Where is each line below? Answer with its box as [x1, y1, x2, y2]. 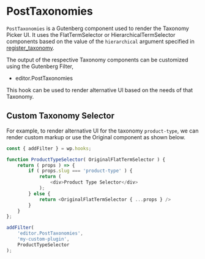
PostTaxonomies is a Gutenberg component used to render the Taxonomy [6, 25, 190, 32]
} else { [28, 190, 51, 197]
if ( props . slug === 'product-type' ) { [28, 168, 133, 174]
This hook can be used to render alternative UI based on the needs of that [6, 86, 193, 93]
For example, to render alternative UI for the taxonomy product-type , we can [6, 127, 199, 134]
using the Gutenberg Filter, [6, 63, 73, 70]
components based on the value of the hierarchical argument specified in [6, 37, 195, 45]
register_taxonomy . [6, 44, 55, 52]
